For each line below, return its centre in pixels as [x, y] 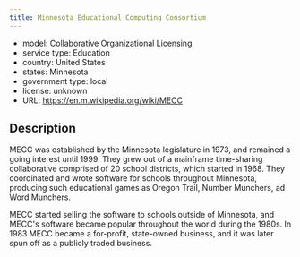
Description [43, 128]
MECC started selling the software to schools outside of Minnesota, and [142, 215]
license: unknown [55, 90]
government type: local [65, 81]
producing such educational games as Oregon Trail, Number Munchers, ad [147, 188]
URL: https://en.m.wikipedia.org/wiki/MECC [103, 100]
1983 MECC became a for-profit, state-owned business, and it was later [142, 234]
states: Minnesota [55, 72]
